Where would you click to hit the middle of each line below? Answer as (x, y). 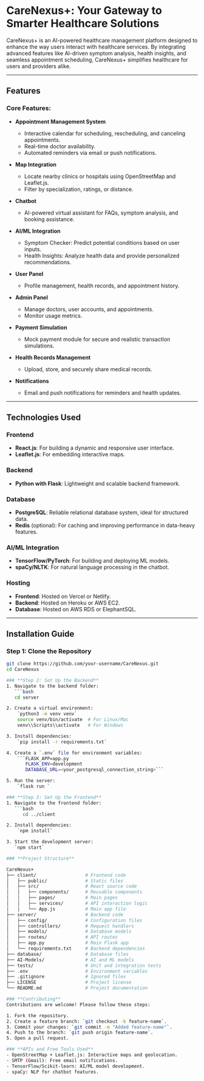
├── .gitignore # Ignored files (66, 977)
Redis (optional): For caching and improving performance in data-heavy (105, 525)
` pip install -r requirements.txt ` (62, 742)
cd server (27, 697)
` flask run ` (34, 787)
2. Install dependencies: (39, 825)
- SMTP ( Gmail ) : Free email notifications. (62, 1060)
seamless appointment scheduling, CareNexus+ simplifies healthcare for (97, 60)
